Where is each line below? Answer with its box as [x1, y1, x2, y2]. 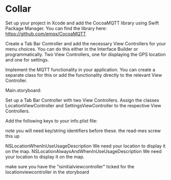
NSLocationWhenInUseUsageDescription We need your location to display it [5, 143, 166, 149]
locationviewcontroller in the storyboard [5, 169, 89, 175]
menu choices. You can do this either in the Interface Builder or [5, 46, 138, 52]
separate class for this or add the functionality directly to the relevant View [5, 72, 162, 78]
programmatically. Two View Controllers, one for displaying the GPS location [5, 51, 166, 57]
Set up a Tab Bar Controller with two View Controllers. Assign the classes [5, 97, 159, 103]
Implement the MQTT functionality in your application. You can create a [5, 67, 156, 73]
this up [5, 133, 20, 139]
